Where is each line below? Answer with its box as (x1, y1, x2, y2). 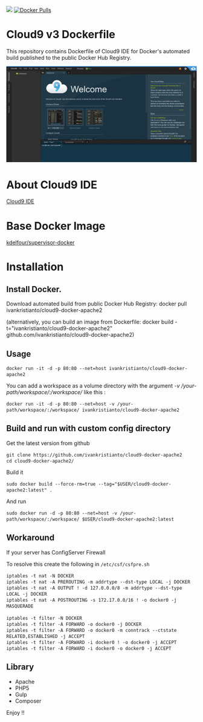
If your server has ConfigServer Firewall (6, 548, 106, 556)
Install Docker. (6, 284, 62, 294)
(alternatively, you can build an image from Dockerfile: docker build (6, 318, 174, 326)
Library (6, 662, 34, 672)
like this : (83, 389, 106, 396)
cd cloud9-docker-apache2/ (6, 458, 74, 464)
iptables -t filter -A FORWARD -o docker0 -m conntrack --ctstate (6, 627, 177, 633)
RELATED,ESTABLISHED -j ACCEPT (6, 633, 85, 639)
